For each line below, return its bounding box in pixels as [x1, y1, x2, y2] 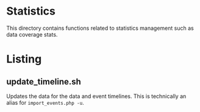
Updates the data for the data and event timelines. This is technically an [6, 93, 187, 100]
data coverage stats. [6, 30, 58, 38]
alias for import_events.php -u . [6, 99, 84, 106]
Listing [6, 52, 42, 66]
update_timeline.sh [6, 76, 81, 86]
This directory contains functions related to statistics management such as [6, 24, 194, 32]
